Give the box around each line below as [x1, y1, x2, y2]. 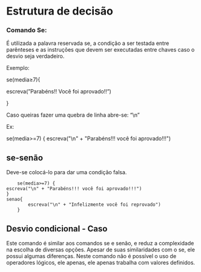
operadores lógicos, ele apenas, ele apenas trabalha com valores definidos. [6, 259, 196, 267]
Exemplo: [6, 64, 30, 72]
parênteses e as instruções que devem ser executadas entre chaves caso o [6, 46, 195, 53]
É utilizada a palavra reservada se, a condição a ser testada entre [6, 39, 170, 47]
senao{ [6, 196, 23, 203]
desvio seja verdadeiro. [6, 53, 65, 60]
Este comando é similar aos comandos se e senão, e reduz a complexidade [6, 240, 194, 247]
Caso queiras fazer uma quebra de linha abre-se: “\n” [6, 111, 140, 119]
